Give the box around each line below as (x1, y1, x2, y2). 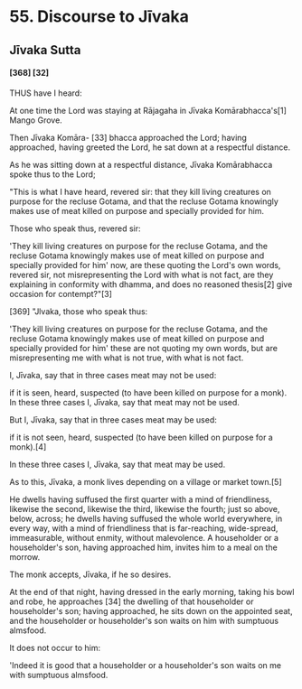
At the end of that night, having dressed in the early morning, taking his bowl (9, 586, 295, 597)
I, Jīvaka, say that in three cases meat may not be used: (9, 369, 217, 380)
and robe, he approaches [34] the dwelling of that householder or (9, 596, 254, 607)
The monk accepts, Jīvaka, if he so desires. (9, 569, 172, 580)
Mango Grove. (9, 115, 63, 126)
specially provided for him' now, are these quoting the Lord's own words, (9, 259, 281, 270)
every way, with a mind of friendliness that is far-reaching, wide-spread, (9, 522, 278, 534)
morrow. (9, 551, 41, 562)
